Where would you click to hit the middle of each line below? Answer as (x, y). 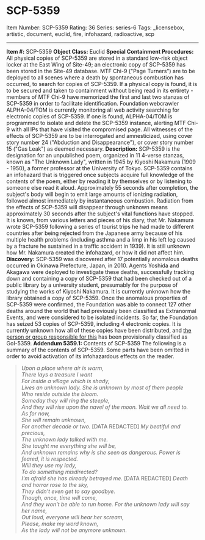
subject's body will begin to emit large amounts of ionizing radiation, (92, 194)
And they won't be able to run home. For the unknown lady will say (106, 504)
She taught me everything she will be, (69, 445)
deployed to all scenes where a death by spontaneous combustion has (95, 77)
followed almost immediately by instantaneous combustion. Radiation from (100, 200)
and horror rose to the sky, (55, 484)
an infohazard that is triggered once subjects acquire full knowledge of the (100, 175)
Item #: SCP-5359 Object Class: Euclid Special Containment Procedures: (100, 51)
